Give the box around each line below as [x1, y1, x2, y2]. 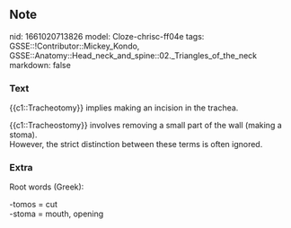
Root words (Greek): [9, 181, 84, 192]
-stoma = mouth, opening [9, 208, 104, 219]
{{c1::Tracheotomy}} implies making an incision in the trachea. [9, 102, 239, 113]
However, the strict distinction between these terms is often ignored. [9, 139, 263, 150]
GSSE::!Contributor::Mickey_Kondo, [9, 40, 140, 51]
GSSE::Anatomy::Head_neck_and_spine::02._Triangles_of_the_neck [9, 49, 258, 61]
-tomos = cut [9, 199, 58, 210]
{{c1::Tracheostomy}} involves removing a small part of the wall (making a [9, 120, 283, 131]
